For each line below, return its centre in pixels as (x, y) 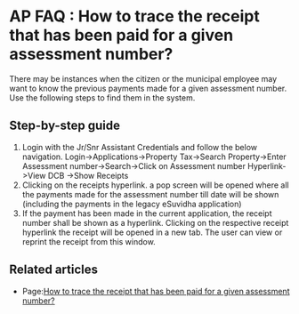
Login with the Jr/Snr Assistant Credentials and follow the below (140, 147)
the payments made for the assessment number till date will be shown (150, 194)
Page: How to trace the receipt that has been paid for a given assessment (156, 291)
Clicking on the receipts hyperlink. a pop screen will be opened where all (155, 185)
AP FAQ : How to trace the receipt (135, 16)
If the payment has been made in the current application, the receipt (147, 213)
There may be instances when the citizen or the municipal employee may (143, 78)
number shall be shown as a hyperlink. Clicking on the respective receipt (155, 222)
